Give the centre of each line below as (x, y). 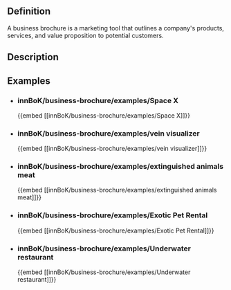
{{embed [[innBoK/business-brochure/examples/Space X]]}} (104, 115)
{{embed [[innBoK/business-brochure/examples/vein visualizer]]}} (112, 149)
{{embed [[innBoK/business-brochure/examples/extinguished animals (117, 190)
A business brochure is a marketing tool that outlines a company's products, (116, 28)
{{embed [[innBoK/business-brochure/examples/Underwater (104, 272)
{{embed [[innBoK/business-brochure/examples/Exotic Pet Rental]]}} (115, 230)
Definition (29, 11)
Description (33, 57)
